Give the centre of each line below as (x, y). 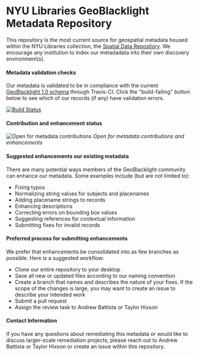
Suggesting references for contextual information (75, 219)
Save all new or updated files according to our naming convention (95, 275)
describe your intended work (50, 294)
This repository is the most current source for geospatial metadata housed (97, 40)
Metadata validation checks (41, 72)
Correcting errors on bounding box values (66, 212)
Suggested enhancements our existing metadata (68, 156)
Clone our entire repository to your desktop (68, 269)
